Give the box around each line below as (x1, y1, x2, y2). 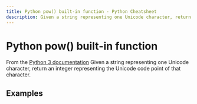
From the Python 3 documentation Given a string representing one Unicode (6, 59, 189, 66)
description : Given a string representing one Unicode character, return (6, 14, 192, 20)
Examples (6, 88, 43, 98)
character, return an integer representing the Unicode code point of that (6, 65, 181, 72)
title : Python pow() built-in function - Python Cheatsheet (6, 8, 157, 15)
